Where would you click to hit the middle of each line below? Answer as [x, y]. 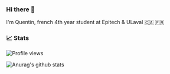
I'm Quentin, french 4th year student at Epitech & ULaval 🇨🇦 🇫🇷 [85, 22]
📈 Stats [18, 38]
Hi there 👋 [21, 9]
